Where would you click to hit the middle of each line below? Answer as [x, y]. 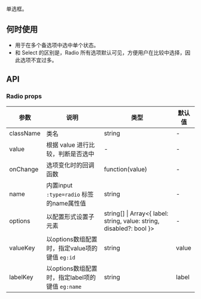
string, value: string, [132, 221]
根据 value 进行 [68, 144]
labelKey [21, 277]
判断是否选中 [76, 153]
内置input [60, 185]
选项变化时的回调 [70, 165]
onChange [24, 169]
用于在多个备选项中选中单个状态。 [57, 45]
